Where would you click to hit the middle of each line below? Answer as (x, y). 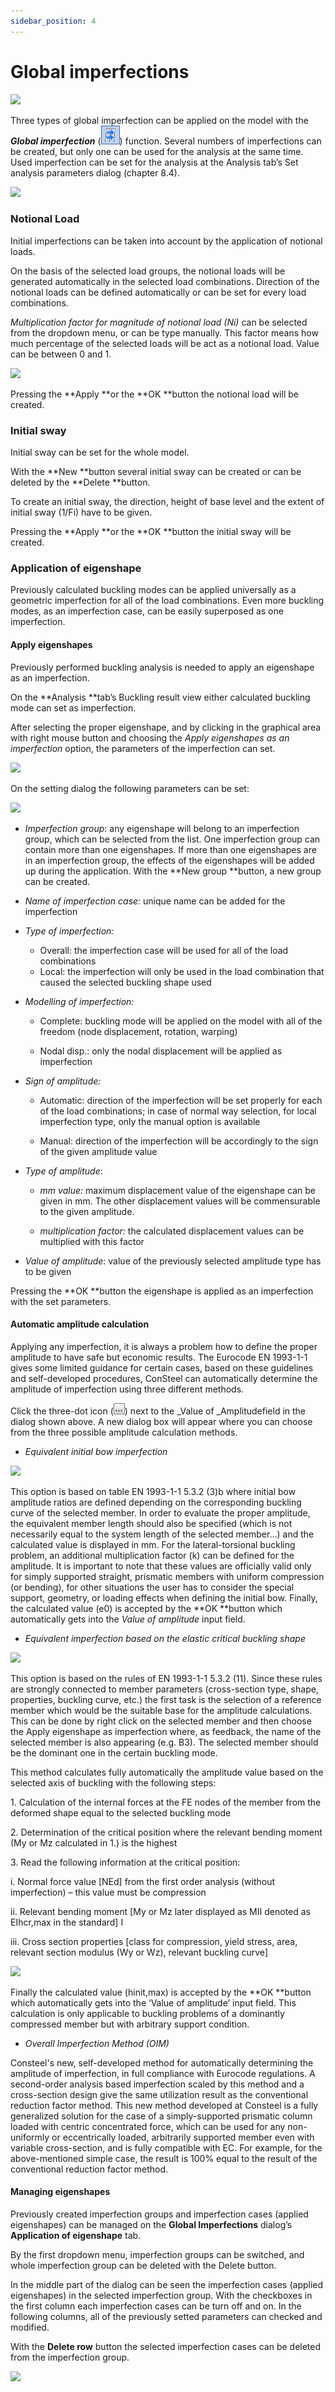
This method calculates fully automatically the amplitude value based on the (167, 1772)
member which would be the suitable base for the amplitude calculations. (161, 1710)
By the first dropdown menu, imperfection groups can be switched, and (157, 2255)
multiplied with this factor (92, 1241)
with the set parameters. (61, 1301)
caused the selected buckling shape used (125, 982)
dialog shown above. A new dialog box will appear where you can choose (161, 1421)
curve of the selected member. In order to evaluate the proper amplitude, (160, 1512)
